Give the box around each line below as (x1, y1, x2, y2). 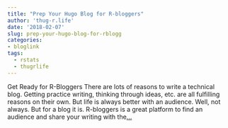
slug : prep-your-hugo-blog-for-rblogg (7, 30, 122, 37)
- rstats (13, 57, 40, 64)
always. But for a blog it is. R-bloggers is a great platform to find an (7, 105, 203, 113)
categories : (7, 37, 42, 44)
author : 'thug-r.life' (7, 17, 74, 24)
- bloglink (7, 43, 40, 50)
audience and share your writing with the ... (7, 112, 132, 121)
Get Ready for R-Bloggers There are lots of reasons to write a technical (7, 82, 215, 91)
